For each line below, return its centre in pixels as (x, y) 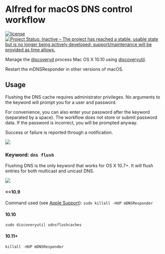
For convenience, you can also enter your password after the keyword (78, 112)
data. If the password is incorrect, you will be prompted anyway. (71, 122)
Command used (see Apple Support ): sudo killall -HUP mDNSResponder (79, 203)
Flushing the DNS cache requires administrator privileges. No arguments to (83, 97)
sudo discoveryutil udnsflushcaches (43, 225)
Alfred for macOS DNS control (69, 9)
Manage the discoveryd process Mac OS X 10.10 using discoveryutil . (76, 59)
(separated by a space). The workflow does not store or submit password (81, 117)
